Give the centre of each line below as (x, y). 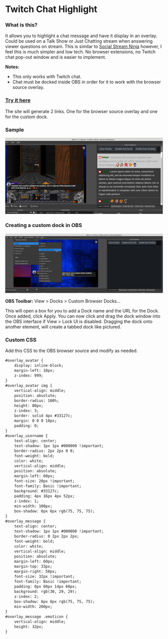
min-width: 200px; (33, 607)
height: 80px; (29, 406)
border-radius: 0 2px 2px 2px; (47, 537)
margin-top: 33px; (33, 567)
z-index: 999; (29, 376)
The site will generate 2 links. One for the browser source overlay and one (81, 111)
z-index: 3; (26, 411)
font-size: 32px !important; (44, 577)
